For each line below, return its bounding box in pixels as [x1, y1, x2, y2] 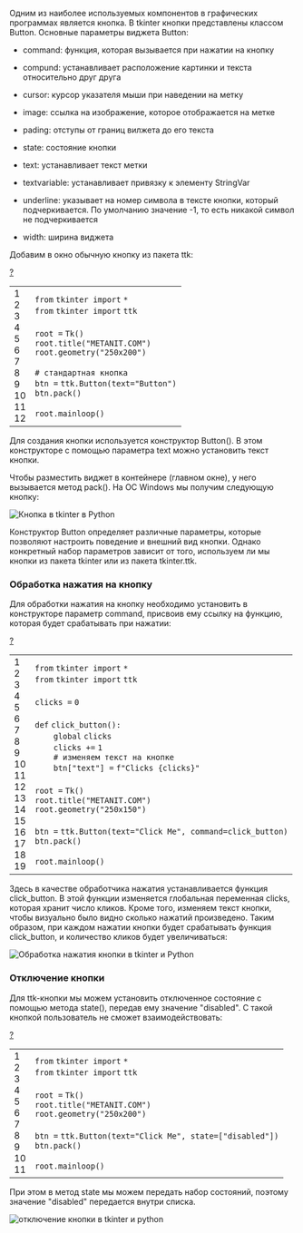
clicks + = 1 [53, 743, 103, 753]
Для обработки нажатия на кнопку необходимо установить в [9, 599, 248, 610]
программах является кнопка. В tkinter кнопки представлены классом [9, 17, 284, 28]
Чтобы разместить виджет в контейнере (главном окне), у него [9, 472, 257, 483]
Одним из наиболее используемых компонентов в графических [9, 8, 259, 18]
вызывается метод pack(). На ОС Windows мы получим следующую [9, 482, 274, 493]
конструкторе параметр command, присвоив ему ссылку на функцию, [9, 608, 283, 620]
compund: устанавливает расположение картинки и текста [22, 63, 252, 73]
